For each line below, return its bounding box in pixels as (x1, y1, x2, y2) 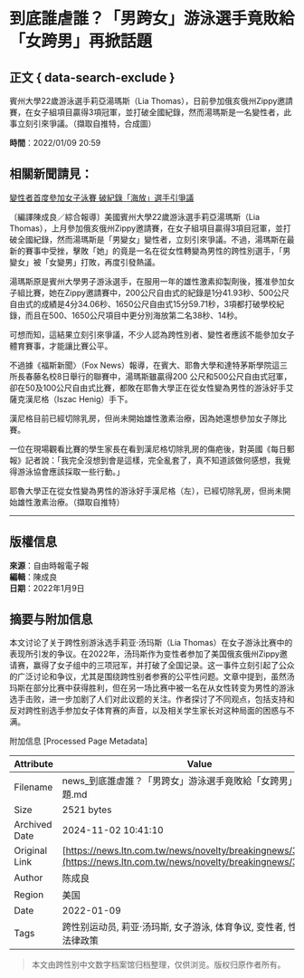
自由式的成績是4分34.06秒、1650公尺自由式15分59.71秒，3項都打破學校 (9, 298, 277, 309)
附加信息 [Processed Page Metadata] (9, 735, 147, 747)
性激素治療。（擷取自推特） (24, 496, 125, 507)
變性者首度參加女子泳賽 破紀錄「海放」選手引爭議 (9, 192, 195, 203)
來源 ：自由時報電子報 (9, 560, 89, 570)
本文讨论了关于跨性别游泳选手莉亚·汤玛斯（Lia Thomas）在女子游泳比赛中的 (9, 638, 293, 648)
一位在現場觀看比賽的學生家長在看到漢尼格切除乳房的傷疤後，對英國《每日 (9, 443, 287, 454)
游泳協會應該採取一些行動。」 (16, 465, 125, 476)
